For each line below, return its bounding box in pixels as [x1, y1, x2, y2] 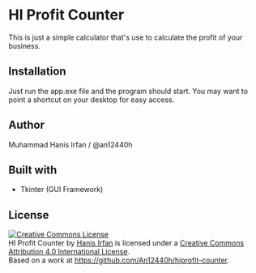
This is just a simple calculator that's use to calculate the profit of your [8, 32, 243, 42]
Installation [8, 65, 66, 79]
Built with [8, 163, 58, 177]
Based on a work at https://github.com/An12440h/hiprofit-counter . [8, 255, 229, 265]
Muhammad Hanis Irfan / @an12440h [8, 139, 133, 149]
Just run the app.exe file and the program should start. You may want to [8, 86, 249, 96]
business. [8, 41, 41, 50]
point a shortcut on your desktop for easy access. [8, 95, 175, 105]
